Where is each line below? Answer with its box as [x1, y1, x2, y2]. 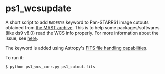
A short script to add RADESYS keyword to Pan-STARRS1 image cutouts [5, 19, 149, 25]
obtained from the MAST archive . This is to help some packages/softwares [5, 24, 160, 30]
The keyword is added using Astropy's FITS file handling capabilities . [5, 45, 148, 51]
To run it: [5, 54, 24, 60]
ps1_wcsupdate [5, 3, 72, 14]
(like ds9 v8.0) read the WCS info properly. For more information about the [5, 30, 159, 36]
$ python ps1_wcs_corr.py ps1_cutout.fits [5, 64, 95, 69]
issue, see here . [5, 35, 38, 41]
